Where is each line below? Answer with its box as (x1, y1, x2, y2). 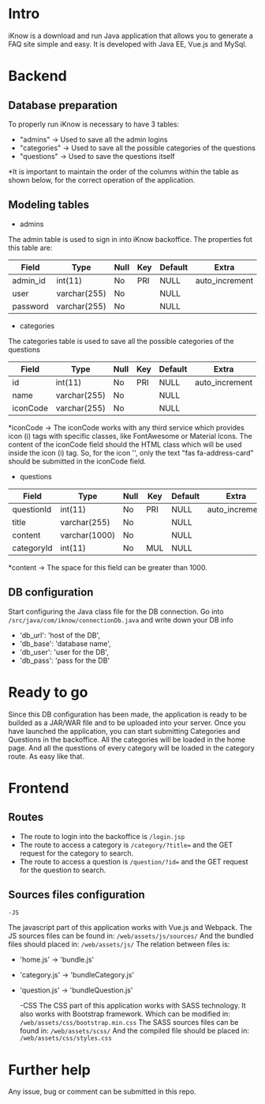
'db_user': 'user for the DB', (19, 647, 109, 656)
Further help (8, 1061, 91, 1079)
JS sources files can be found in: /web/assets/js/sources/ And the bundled (8, 931, 254, 941)
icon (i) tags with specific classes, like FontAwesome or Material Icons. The (8, 431, 252, 440)
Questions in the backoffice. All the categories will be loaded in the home (8, 735, 246, 744)
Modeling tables (8, 198, 90, 212)
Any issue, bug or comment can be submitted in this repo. (8, 1087, 196, 1096)
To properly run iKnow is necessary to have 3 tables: (8, 119, 180, 129)
